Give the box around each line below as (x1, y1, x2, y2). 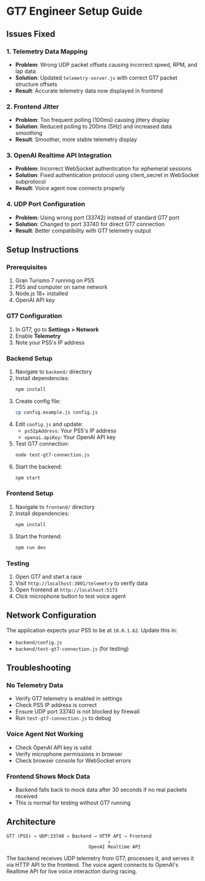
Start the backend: (15, 463, 62, 470)
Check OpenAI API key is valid (15, 744, 92, 751)
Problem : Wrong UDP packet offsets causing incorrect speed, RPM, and (15, 61, 198, 68)
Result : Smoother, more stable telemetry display (15, 136, 138, 143)
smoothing (15, 129, 43, 137)
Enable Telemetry (15, 332, 61, 340)
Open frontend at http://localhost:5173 (15, 585, 118, 593)
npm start (15, 475, 41, 481)
